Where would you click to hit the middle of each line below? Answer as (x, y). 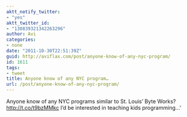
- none (14, 46)
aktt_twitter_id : (28, 23)
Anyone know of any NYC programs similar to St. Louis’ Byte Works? (91, 101)
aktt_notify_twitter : (33, 12)
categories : (21, 40)
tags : (13, 67)
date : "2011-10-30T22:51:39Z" (44, 51)
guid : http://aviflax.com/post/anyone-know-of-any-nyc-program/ (88, 56)
